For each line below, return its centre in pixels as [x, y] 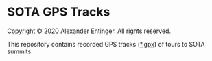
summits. [20, 51]
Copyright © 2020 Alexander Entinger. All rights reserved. [89, 31]
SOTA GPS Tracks [59, 12]
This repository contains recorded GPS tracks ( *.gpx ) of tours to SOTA [106, 44]
